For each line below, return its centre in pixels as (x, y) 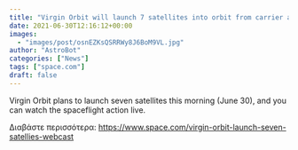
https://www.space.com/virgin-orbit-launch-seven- (192, 127)
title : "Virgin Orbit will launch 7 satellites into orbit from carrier (146, 17)
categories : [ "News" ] (49, 59)
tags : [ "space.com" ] (47, 67)
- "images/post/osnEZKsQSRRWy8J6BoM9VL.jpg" (101, 42)
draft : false (33, 75)
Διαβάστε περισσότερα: (53, 127)
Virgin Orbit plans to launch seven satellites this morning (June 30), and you (148, 100)
